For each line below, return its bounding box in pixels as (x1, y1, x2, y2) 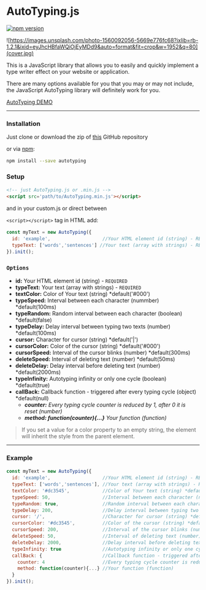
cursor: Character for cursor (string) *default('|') (15, 336, 139, 343)
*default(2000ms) (15, 368, 61, 376)
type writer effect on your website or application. (6, 68, 130, 75)
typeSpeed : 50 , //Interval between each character (12, 494, 193, 500)
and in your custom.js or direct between (6, 204, 107, 212)
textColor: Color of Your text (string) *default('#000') (15, 290, 150, 297)
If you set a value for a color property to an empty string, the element (21, 425, 196, 433)
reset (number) (24, 407, 63, 415)
